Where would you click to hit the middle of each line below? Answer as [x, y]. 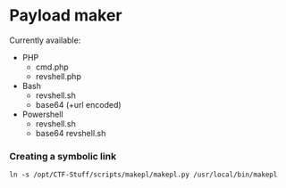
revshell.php [59, 76]
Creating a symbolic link [63, 156]
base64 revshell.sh [71, 133]
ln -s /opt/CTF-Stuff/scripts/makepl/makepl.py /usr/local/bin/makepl [143, 175]
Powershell [43, 114]
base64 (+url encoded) [79, 104]
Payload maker [66, 16]
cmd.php [52, 67]
